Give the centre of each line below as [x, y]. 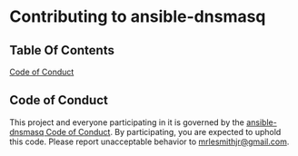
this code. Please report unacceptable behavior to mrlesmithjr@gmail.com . [149, 141]
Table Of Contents [62, 50]
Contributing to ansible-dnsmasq [138, 17]
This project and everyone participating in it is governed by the [127, 122]
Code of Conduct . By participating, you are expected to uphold [164, 132]
